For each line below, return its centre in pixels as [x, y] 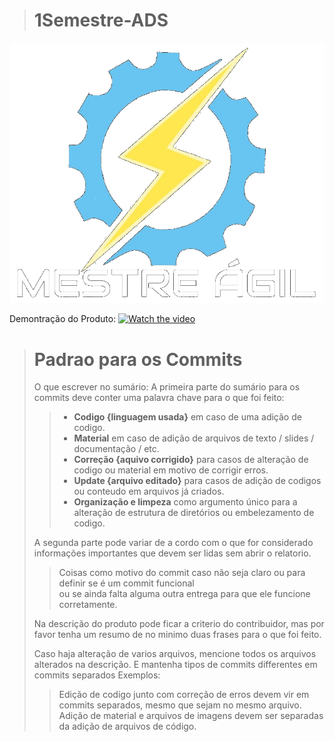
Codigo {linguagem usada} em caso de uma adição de [187, 417]
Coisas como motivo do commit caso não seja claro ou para [182, 573]
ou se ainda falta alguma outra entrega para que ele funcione [184, 594]
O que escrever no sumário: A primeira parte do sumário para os [167, 387]
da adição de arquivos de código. [127, 726]
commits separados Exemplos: [97, 675]
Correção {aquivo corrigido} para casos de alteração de [191, 460]
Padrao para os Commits [138, 359]
